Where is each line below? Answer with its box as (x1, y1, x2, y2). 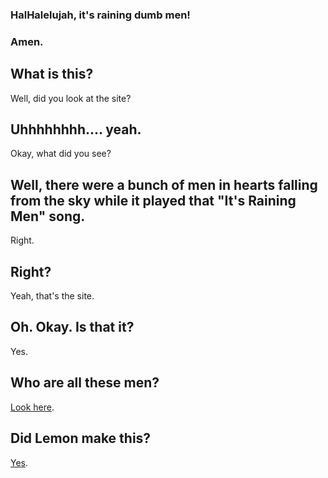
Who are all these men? (10, 374, 160, 392)
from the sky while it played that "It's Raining (10, 192, 297, 209)
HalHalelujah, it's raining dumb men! (10, 8, 191, 22)
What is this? (10, 66, 94, 83)
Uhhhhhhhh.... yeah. (10, 121, 142, 138)
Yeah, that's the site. (10, 290, 95, 302)
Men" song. (10, 208, 86, 225)
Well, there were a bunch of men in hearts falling (10, 176, 318, 193)
